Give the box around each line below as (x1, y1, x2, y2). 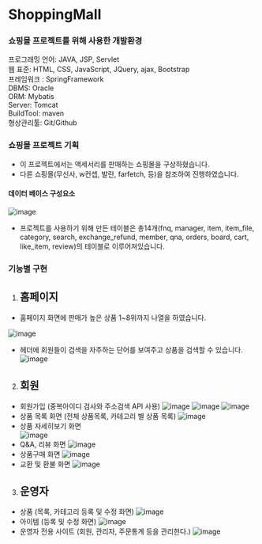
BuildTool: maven (8, 108, 65, 118)
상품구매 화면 (19, 449, 61, 458)
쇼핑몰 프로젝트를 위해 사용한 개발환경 (8, 36, 143, 47)
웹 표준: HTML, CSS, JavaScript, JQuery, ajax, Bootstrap (8, 65, 190, 74)
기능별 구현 (8, 263, 48, 274)
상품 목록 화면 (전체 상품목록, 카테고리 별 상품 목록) (19, 411, 177, 420)
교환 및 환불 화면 (19, 459, 71, 469)
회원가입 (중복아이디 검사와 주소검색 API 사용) (19, 401, 160, 411)
